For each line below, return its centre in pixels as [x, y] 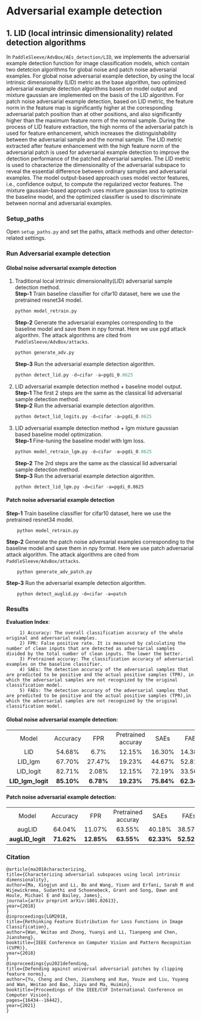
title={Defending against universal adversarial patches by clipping [95, 969]
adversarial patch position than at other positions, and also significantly [94, 114]
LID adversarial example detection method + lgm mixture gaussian [97, 428]
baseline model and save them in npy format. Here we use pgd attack [100, 329]
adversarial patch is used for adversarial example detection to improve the [98, 152]
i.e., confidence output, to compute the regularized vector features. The [95, 184]
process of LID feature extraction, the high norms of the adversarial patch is [100, 127]
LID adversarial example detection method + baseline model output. [98, 387]
